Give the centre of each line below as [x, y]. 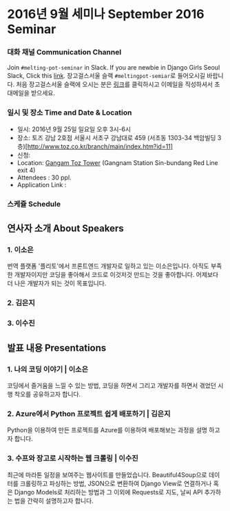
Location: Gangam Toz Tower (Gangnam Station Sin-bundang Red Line [117, 162]
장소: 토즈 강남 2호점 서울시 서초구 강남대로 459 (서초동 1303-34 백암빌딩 [116, 137]
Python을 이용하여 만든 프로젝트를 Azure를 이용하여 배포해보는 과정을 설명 [107, 430]
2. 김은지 [21, 303]
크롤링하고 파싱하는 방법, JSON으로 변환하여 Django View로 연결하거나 [116, 483]
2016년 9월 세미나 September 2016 [106, 14]
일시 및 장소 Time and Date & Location [70, 113]
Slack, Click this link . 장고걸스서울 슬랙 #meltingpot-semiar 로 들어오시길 [106, 76]
